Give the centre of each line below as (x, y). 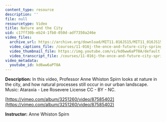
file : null (16, 19)
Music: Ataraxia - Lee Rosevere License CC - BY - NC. (61, 90)
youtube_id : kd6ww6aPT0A (35, 65)
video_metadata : (22, 61)
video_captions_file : (32, 47)
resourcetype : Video (26, 24)
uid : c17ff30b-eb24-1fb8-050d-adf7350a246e (51, 33)
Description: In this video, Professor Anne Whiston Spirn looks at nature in (81, 79)
